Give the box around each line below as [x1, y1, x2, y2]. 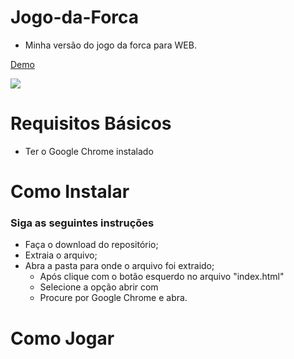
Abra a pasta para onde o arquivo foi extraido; [24, 260, 215, 272]
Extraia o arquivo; [24, 249, 98, 261]
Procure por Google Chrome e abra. [39, 292, 188, 304]
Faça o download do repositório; [24, 239, 159, 251]
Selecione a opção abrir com [39, 281, 159, 293]
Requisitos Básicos [10, 112, 172, 135]
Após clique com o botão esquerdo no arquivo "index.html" [39, 271, 285, 283]
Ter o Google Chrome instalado [24, 145, 154, 157]
